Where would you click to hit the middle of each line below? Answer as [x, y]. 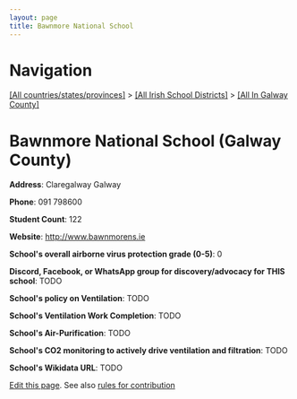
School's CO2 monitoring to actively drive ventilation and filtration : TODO [148, 351]
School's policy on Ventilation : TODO [80, 299]
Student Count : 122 [46, 220]
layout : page [34, 17]
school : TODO [36, 281]
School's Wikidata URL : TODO [66, 368]
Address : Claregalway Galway [65, 185]
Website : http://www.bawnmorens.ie [77, 237]
